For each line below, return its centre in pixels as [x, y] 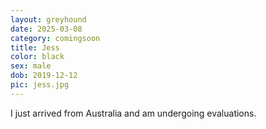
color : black [37, 57]
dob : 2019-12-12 [44, 76]
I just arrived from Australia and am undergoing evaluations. [133, 113]
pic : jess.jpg [40, 85]
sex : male [31, 66]
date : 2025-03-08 [46, 29]
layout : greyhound [48, 19]
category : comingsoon [55, 38]
